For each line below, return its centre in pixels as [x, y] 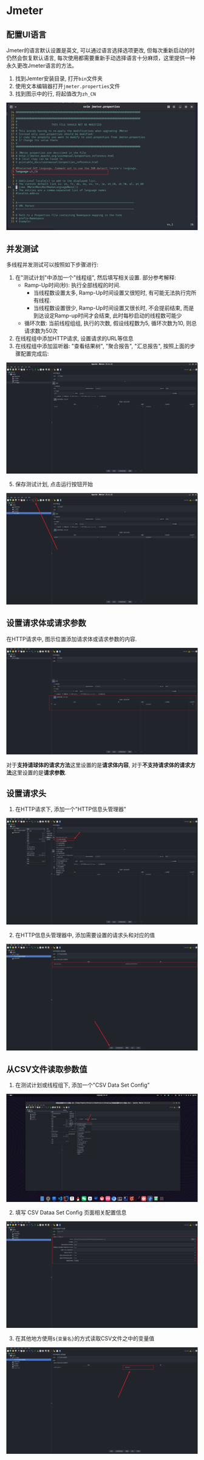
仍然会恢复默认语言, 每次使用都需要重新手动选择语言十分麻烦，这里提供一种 [101, 58]
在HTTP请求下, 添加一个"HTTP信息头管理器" [70, 809]
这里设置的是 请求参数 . [39, 772]
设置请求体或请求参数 [46, 623]
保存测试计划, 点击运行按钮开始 [54, 484]
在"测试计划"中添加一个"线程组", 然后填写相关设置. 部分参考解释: [95, 277]
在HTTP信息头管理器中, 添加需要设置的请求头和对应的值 [85, 935]
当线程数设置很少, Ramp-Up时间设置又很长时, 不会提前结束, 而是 [114, 307]
